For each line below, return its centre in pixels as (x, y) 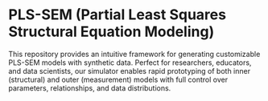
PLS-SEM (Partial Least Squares (118, 15)
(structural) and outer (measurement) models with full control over (118, 79)
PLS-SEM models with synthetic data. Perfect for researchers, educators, (130, 63)
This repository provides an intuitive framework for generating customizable (134, 54)
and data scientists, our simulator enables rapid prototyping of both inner (130, 71)
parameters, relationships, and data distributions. (90, 88)
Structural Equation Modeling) (111, 32)
